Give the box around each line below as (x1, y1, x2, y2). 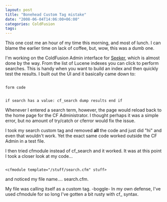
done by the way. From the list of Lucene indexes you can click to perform (5, 60, 159, 66)
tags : (5, 26, 17, 31)
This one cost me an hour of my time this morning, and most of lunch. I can (5, 40, 161, 46)
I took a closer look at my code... (5, 153, 73, 159)
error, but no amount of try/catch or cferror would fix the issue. (5, 118, 136, 124)
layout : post (5, 7, 33, 13)
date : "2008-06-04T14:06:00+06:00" (5, 17, 80, 22)
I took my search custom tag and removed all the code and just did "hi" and (5, 128, 162, 134)
